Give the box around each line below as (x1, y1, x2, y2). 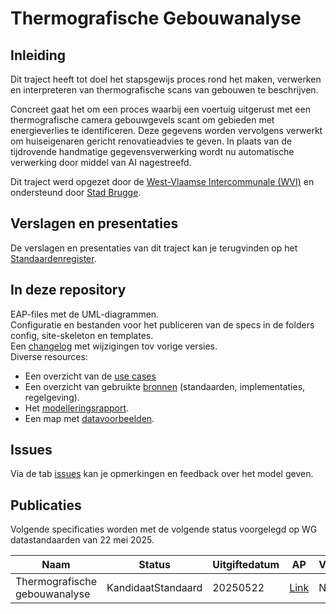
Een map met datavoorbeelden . (24, 412, 155, 424)
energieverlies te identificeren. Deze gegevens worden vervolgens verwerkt (10, 125, 323, 136)
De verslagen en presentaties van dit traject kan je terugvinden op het (10, 242, 298, 254)
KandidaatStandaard (106, 581, 203, 595)
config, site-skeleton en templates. (10, 329, 154, 341)
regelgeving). (24, 391, 80, 403)
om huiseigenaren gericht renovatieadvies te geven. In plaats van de (10, 135, 292, 147)
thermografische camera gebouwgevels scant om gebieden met (10, 114, 275, 126)
